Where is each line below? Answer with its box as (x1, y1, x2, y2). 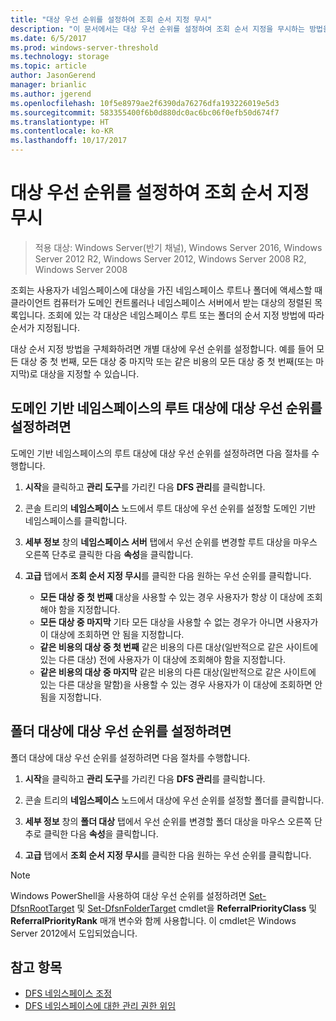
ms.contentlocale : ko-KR (10, 126, 114, 136)
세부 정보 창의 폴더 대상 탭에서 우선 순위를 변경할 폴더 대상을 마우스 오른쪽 (24, 815, 312, 827)
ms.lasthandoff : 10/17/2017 (10, 136, 128, 146)
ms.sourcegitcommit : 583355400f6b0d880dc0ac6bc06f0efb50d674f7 (10, 107, 280, 118)
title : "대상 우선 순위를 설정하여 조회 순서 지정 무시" (10, 14, 213, 25)
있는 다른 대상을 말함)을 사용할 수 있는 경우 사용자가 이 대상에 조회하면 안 (39, 678, 323, 690)
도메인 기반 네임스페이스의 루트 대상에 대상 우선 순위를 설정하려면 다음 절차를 (10, 447, 310, 459)
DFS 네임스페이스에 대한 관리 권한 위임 (24, 1000, 177, 1012)
